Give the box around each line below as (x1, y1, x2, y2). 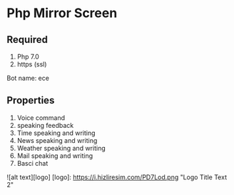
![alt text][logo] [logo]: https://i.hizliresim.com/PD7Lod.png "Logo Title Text (6, 173, 228, 181)
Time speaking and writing (16, 129, 96, 137)
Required (6, 34, 48, 46)
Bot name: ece (6, 74, 49, 82)
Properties (6, 94, 55, 106)
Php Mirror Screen (6, 5, 118, 21)
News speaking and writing (16, 136, 98, 144)
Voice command (16, 113, 66, 122)
